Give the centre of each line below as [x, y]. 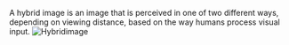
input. [20, 31]
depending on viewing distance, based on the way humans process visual [144, 22]
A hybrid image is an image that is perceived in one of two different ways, [144, 13]
